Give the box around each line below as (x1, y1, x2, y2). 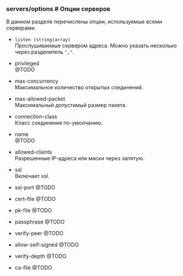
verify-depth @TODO (14, 253, 67, 260)
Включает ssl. (14, 173, 50, 180)
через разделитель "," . (14, 48, 74, 56)
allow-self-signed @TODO (14, 241, 79, 248)
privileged (14, 60, 40, 67)
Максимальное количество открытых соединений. (14, 84, 143, 91)
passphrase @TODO (14, 218, 65, 226)
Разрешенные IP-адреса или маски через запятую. (14, 155, 145, 162)
